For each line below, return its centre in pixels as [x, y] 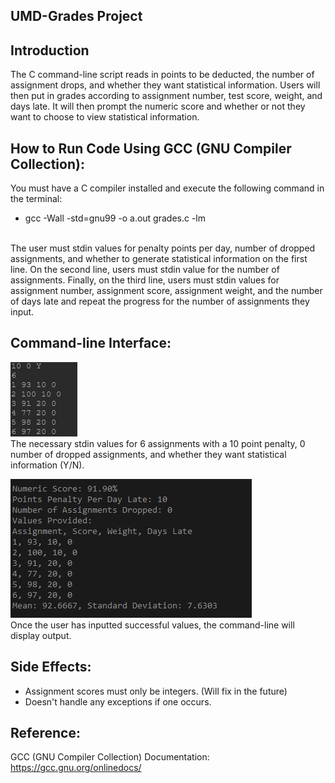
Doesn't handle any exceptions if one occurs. [118, 701]
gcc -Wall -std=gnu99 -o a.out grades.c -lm [115, 218]
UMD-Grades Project [76, 16]
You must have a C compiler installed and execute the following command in [167, 188]
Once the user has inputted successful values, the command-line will [152, 625]
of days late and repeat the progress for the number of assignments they [160, 301]
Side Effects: [51, 667]
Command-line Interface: [91, 343]
